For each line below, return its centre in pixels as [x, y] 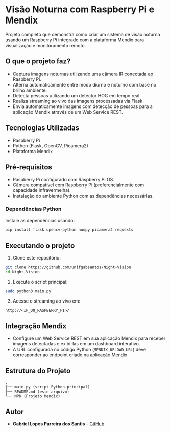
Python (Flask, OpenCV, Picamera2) [50, 146]
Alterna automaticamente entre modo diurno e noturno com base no [84, 84]
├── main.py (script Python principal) [48, 387]
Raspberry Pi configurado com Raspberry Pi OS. [64, 180]
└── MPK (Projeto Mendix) [33, 396]
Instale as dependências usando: [40, 220]
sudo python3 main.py [28, 291]
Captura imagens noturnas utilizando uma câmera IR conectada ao [83, 74]
